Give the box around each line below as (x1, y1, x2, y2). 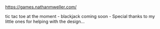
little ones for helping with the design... (5, 19, 85, 24)
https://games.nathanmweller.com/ (5, 4, 77, 10)
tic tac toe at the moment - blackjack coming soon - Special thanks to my (5, 14, 155, 19)
